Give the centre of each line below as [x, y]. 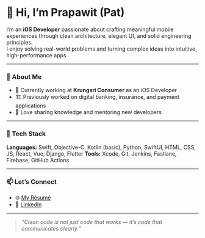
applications [31, 106]
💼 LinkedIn [28, 204]
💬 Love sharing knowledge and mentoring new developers [88, 112]
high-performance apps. [37, 55]
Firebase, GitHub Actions [38, 160]
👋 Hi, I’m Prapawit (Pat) [66, 13]
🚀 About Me [24, 77]
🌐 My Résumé [33, 197]
